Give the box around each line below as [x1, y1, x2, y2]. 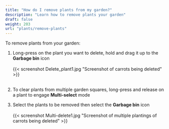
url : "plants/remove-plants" [5, 26, 67, 31]
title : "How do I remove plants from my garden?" [5, 7, 113, 13]
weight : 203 [5, 21, 30, 27]
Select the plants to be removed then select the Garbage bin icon [12, 102, 150, 108]
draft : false [5, 17, 33, 22]
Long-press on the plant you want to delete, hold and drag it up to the [12, 50, 158, 56]
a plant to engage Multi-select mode [12, 92, 90, 98]
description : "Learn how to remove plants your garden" [5, 12, 126, 17]
